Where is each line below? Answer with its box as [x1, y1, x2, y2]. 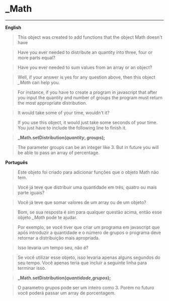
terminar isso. [17, 265, 46, 271]
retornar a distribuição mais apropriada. [17, 235, 100, 241]
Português [5, 159, 28, 165]
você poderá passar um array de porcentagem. [17, 290, 116, 296]
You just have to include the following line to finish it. [17, 124, 127, 131]
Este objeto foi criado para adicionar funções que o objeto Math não [17, 169, 159, 175]
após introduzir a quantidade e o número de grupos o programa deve [17, 230, 161, 236]
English [5, 24, 22, 30]
